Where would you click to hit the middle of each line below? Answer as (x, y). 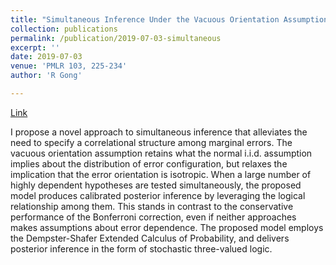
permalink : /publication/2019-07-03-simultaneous (116, 38)
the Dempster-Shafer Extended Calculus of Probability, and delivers (150, 238)
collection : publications (64, 29)
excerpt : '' (35, 47)
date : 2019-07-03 (46, 57)
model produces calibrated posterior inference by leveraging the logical (158, 195)
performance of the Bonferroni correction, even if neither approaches (153, 217)
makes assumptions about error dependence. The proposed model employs (167, 227)
